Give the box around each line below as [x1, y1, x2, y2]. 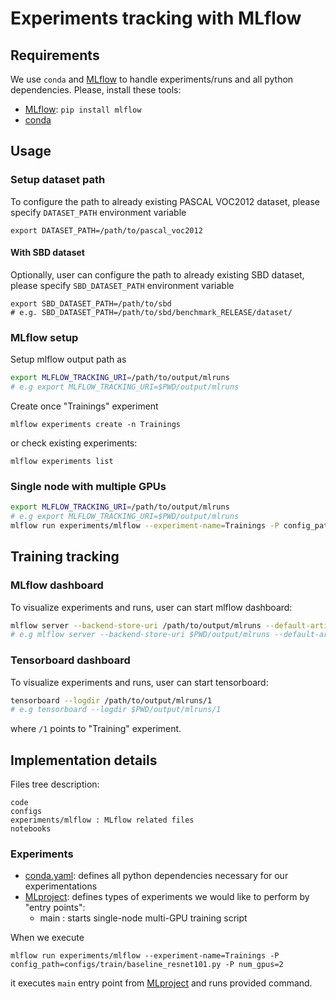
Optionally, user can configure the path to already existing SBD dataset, [10, 268, 305, 281]
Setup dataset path [10, 173, 106, 187]
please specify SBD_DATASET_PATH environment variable [10, 279, 235, 291]
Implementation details [10, 752, 158, 769]
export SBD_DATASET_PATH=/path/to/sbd [10, 298, 172, 309]
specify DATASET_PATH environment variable [10, 206, 187, 218]
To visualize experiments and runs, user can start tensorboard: [10, 676, 269, 688]
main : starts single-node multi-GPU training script [39, 912, 248, 924]
